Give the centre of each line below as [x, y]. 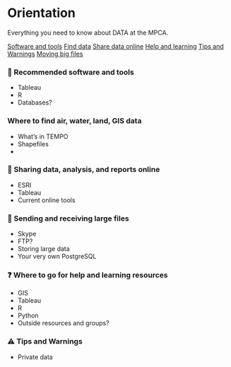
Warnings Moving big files [45, 54]
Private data [35, 357]
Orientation [41, 13]
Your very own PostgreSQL [57, 257]
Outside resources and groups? [63, 323]
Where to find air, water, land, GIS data [75, 121]
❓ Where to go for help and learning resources [88, 275]
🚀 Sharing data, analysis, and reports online [84, 170]
